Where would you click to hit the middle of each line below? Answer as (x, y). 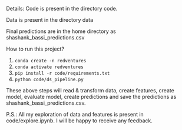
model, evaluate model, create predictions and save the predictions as (91, 97)
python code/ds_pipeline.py (49, 79)
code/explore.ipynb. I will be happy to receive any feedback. (80, 121)
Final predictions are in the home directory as (61, 31)
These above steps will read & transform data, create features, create (90, 90)
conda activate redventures (49, 67)
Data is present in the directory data (50, 20)
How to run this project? (35, 49)
